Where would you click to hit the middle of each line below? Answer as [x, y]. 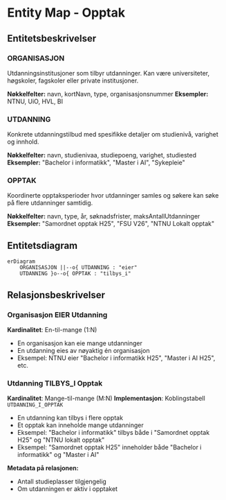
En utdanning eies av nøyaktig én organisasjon [83, 350]
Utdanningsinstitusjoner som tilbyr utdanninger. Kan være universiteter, [109, 73]
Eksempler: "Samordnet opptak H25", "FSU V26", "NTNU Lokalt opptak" [111, 224]
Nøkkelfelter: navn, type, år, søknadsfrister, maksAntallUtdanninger [104, 216]
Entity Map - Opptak [66, 13]
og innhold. [23, 142]
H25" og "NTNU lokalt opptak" [61, 440]
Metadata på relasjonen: [43, 468]
